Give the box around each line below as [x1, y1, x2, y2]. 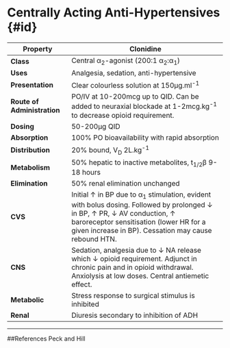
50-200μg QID [71, 121, 120, 131]
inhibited [71, 299, 99, 309]
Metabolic [10, 295, 44, 304]
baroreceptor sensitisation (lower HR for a [71, 217, 207, 227]
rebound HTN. [71, 234, 118, 244]
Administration [10, 105, 60, 115]
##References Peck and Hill [7, 334, 86, 343]
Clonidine [129, 44, 162, 53]
